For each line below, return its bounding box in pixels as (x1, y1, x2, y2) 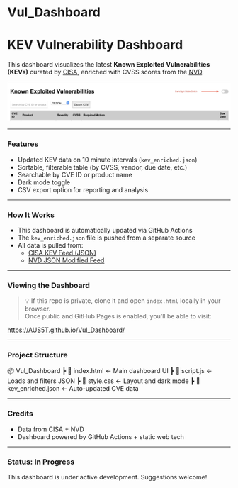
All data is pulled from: (17, 240, 84, 249)
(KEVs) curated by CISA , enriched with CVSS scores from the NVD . (7, 68, 204, 77)
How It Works (7, 210, 55, 220)
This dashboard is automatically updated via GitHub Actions (17, 226, 193, 234)
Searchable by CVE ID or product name (17, 170, 132, 179)
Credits (7, 409, 33, 418)
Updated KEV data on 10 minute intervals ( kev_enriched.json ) (17, 155, 198, 164)
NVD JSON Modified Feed (28, 256, 105, 265)
